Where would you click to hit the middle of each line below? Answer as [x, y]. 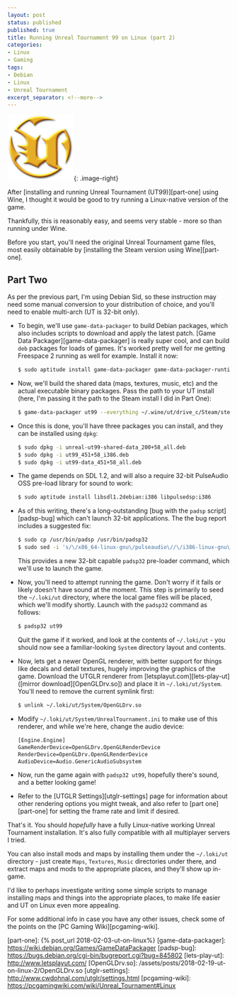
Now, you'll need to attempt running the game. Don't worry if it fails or [119, 582]
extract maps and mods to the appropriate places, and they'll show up [109, 868]
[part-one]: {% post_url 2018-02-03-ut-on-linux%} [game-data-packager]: [117, 940]
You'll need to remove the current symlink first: [86, 691]
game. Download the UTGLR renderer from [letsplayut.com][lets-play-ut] [123, 676]
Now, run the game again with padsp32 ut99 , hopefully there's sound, [118, 775]
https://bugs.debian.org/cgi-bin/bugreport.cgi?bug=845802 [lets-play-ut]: [116, 955]
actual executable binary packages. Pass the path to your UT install [116, 391]
